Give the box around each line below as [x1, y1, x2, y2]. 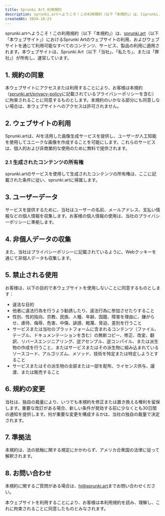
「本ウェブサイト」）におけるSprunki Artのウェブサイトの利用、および [5, 36, 147, 42]
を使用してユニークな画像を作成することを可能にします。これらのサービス [5, 139, 156, 145]
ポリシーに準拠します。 [9, 219, 57, 225]
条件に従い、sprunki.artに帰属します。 [22, 177, 100, 183]
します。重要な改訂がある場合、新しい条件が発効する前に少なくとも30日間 [5, 405, 157, 411]
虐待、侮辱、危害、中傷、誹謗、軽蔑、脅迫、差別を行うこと [21, 320, 142, 326]
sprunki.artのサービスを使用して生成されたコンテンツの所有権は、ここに [5, 171, 152, 177]
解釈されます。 [5, 453, 35, 459]
